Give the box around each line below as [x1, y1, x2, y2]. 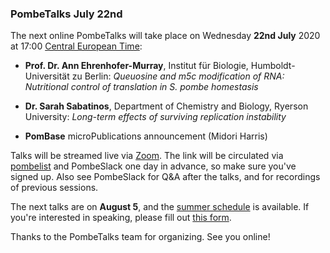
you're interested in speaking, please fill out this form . [10, 212, 232, 224]
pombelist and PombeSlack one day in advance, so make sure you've [10, 160, 297, 172]
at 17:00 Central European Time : [10, 40, 143, 52]
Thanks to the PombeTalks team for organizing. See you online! [10, 231, 271, 243]
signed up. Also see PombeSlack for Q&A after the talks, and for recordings [10, 171, 321, 183]
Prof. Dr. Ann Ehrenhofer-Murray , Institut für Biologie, [24, 60, 249, 72]
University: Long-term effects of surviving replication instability [24, 111, 287, 123]
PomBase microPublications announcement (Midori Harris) [24, 130, 268, 142]
